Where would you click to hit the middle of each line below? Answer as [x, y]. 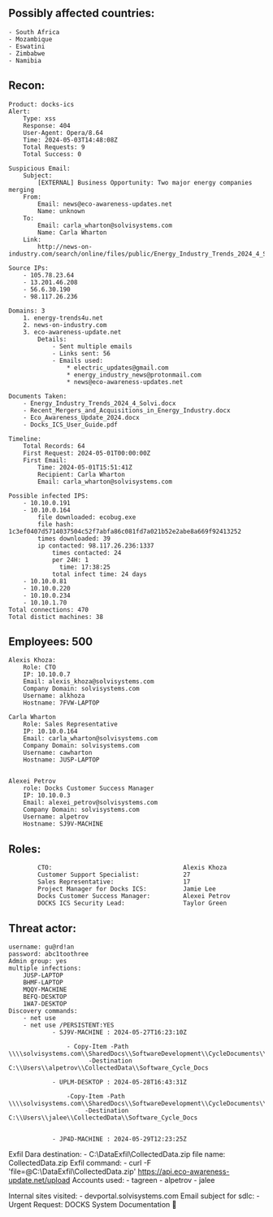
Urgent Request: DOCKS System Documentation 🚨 [93, 1205]
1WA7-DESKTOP [45, 1004]
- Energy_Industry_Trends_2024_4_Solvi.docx [100, 403]
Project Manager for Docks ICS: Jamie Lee [127, 889]
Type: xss [40, 118]
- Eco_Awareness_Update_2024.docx [81, 417]
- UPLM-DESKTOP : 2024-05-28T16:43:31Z [119, 1082]
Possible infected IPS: [49, 495]
